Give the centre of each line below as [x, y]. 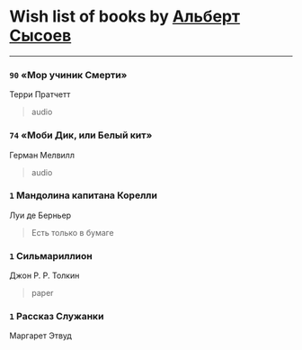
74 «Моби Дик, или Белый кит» [81, 135]
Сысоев [40, 36]
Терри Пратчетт [40, 94]
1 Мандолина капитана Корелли [83, 195]
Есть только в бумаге [72, 232]
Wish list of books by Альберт [125, 17]
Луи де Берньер [40, 215]
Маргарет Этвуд [40, 336]
